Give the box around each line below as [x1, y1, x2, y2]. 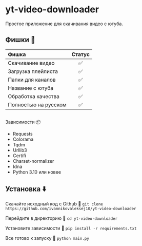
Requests [12, 131, 33, 137]
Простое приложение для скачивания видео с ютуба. [5, 21, 123, 27]
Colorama [12, 136, 34, 142]
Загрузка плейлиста [8, 68, 58, 75]
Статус [71, 50, 90, 58]
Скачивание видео [8, 59, 55, 66]
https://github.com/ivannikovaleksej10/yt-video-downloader [5, 206, 137, 211]
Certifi [12, 153, 27, 159]
